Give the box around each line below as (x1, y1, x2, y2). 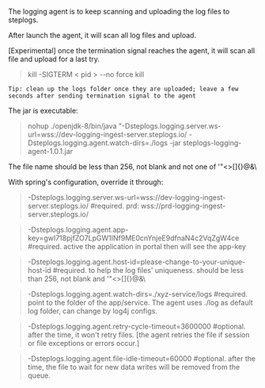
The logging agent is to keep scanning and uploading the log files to (8, 7, 230, 16)
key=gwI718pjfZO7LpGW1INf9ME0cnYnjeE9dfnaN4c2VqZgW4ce (27, 233, 240, 243)
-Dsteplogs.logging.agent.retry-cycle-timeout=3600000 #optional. (27, 321, 246, 331)
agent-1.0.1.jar (27, 147, 74, 156)
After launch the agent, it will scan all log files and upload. (8, 31, 196, 40)
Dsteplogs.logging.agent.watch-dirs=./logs (27, 138, 168, 148)
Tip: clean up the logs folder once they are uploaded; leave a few (8, 85, 239, 93)
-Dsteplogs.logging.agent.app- (27, 225, 129, 234)
